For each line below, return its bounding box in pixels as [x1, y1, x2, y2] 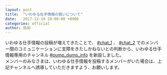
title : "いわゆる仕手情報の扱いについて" [5, 12, 83, 17]
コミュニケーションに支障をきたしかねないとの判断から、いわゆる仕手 [18, 46, 162, 52]
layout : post [5, 7, 32, 12]
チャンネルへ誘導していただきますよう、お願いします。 [9, 65, 122, 71]
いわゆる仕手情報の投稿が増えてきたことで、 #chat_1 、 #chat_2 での [5, 40, 146, 46]
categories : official [5, 21, 50, 26]
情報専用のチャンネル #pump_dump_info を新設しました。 [5, 52, 124, 58]
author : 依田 [5, 26, 31, 31]
